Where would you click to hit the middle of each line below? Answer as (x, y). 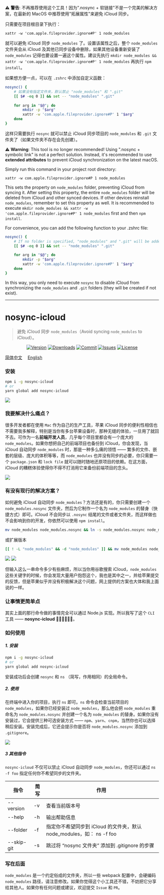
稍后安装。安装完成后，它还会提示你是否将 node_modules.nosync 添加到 (76, 726)
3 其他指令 (16, 754)
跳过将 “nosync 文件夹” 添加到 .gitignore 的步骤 (100, 845)
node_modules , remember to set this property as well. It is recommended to (80, 203)
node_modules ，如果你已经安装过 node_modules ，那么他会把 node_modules (78, 708)
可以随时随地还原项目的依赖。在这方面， (109, 461)
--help (16, 817)
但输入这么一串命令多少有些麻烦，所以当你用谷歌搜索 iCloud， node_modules (81, 569)
